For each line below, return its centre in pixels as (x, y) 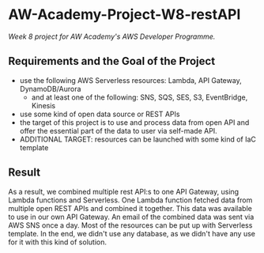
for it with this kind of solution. (57, 242)
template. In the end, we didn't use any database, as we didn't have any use (132, 233)
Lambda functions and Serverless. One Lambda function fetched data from (130, 200)
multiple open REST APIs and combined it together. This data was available (130, 208)
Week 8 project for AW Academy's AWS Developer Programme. (112, 36)
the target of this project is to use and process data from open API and (134, 122)
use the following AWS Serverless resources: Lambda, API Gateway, (131, 80)
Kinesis (43, 105)
